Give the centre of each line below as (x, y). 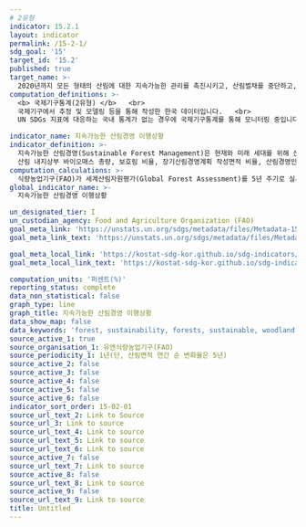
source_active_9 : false (55, 491)
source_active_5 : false (55, 389)
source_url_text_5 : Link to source (77, 441)
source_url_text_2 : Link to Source (77, 415)
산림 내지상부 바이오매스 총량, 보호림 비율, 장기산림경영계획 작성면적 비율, (140, 162)
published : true (40, 69)
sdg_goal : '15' (38, 52)
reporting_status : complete (63, 288)
